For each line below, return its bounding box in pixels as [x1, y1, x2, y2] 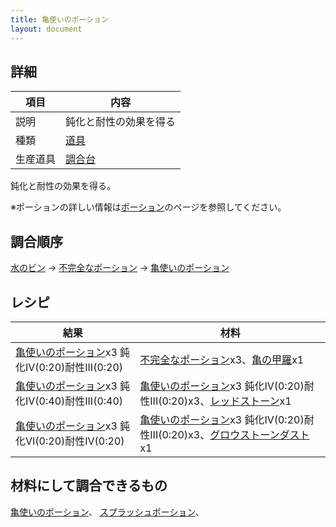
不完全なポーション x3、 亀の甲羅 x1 [139, 352, 305, 366]
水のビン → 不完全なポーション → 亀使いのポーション [10, 262, 230, 274]
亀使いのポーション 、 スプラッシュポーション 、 [10, 506, 205, 518]
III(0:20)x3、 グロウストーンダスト [149, 427, 310, 441]
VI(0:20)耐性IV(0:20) [25, 434, 125, 448]
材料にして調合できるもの [10, 477, 168, 495]
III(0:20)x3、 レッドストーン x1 [149, 394, 292, 408]
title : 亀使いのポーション [10, 14, 109, 25]
